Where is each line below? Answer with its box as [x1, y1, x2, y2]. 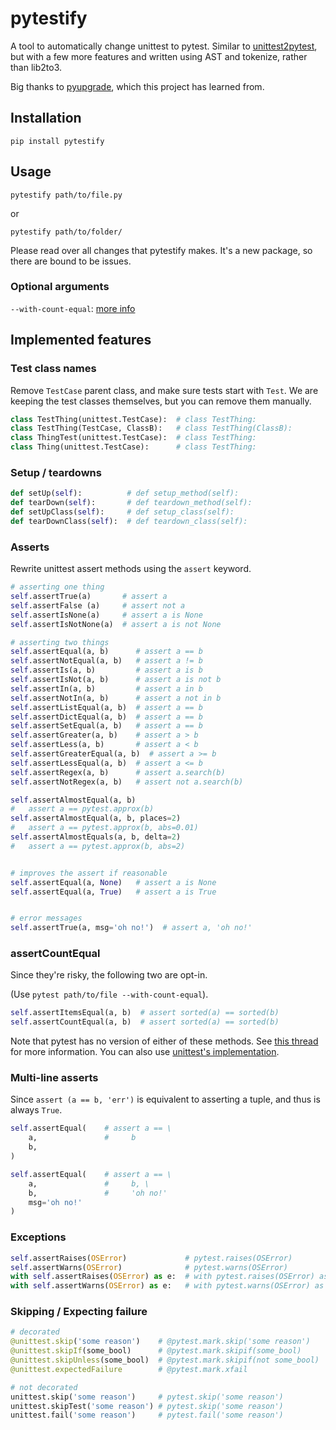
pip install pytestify [10, 136, 105, 146]
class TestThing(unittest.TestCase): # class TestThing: [10, 414, 257, 424]
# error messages [10, 913, 83, 924]
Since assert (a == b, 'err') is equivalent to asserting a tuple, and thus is [10, 1093, 321, 1106]
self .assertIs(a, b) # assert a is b [10, 665, 203, 676]
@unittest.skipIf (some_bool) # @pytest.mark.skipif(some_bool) [10, 1346, 302, 1356]
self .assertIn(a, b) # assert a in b [10, 683, 203, 694]
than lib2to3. [10, 61, 63, 73]
